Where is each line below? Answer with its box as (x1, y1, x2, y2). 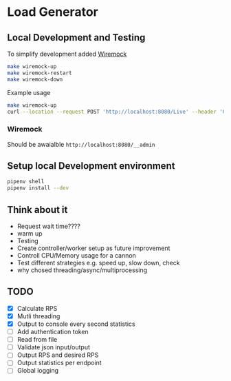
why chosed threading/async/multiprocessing (16, 266, 148, 274)
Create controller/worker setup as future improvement (16, 244, 170, 252)
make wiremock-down (7, 76, 63, 83)
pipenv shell (7, 178, 45, 185)
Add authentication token (16, 328, 89, 336)
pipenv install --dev (7, 185, 69, 192)
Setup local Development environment (7, 160, 175, 172)
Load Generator (7, 4, 98, 20)
